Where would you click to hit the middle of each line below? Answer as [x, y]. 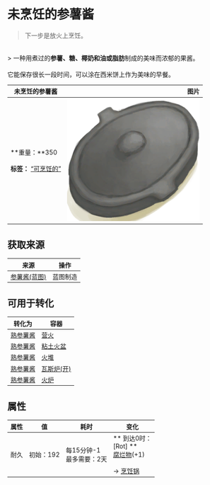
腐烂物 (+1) [129, 455]
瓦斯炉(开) [56, 368]
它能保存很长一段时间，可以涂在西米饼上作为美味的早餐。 [91, 74]
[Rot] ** [125, 446]
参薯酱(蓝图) [28, 276]
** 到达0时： [132, 438]
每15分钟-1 [83, 450]
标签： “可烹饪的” [36, 169]
